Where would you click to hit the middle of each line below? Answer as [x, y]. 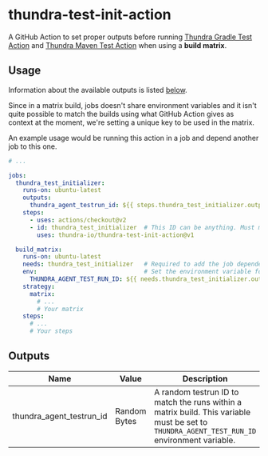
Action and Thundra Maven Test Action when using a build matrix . [118, 45]
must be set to [181, 422]
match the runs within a [198, 402]
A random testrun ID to [197, 392]
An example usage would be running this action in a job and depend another [134, 138]
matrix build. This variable [203, 412]
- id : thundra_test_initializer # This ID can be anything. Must [142, 227]
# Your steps [51, 331]
